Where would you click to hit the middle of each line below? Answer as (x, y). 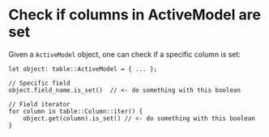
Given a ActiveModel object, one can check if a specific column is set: (125, 54)
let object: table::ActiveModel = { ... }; (83, 69)
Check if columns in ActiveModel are (135, 15)
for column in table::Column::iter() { (76, 111)
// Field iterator (39, 104)
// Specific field (39, 83)
